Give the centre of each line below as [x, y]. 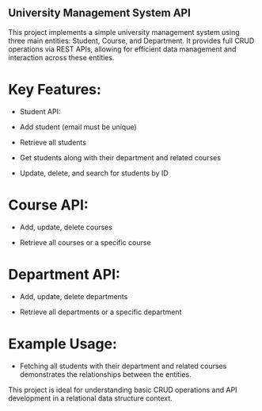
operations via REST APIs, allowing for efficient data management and [122, 49]
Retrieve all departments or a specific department [101, 312]
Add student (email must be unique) [78, 127]
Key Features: [55, 90]
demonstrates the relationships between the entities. [105, 374]
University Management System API [100, 13]
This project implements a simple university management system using [124, 32]
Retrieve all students [53, 142]
